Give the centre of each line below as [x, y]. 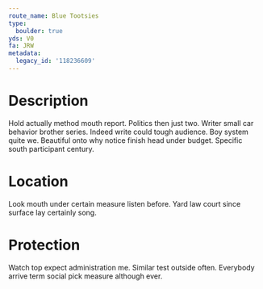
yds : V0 [21, 38]
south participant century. [51, 149]
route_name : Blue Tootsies [54, 16]
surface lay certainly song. [52, 212]
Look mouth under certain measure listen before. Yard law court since [125, 203]
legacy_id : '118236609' [55, 61]
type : [17, 23]
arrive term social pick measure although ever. [86, 276]
